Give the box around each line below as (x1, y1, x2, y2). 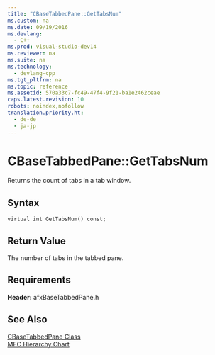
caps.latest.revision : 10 (7, 96, 84, 103)
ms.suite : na (7, 57, 46, 64)
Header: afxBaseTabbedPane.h (7, 293, 99, 301)
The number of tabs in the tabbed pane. (7, 254, 124, 262)
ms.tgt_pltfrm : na (7, 76, 62, 84)
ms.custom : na (7, 17, 50, 24)
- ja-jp (13, 122, 37, 130)
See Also (7, 313, 48, 326)
